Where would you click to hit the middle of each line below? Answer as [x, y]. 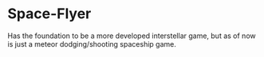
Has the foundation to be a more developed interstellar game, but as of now [132, 36]
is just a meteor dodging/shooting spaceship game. [92, 44]
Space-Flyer [49, 14]
